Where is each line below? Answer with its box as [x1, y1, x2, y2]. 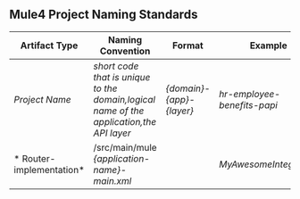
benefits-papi [218, 98, 279, 111]
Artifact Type [20, 39, 79, 52]
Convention [99, 45, 151, 57]
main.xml [93, 174, 132, 187]
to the [93, 82, 118, 95]
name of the [93, 104, 145, 117]
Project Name [13, 93, 71, 105]
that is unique [93, 70, 151, 83]
